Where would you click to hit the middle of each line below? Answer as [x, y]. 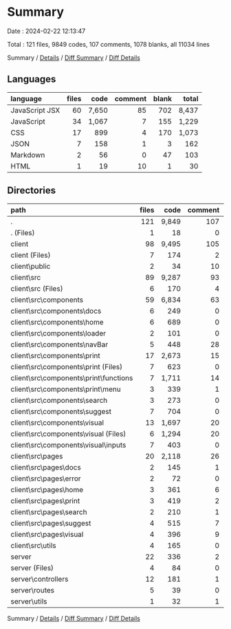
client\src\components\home [57, 322]
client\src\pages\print [45, 500]
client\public [31, 266]
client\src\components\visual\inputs [68, 445]
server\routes [33, 590]
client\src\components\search [59, 400]
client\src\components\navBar [59, 344]
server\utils [29, 601]
